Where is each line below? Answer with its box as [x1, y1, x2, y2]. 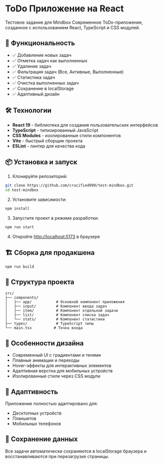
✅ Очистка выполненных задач [12, 80, 79, 86]
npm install [5, 206, 30, 211]
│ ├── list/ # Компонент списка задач [5, 313, 110, 318]
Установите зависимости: [12, 196, 67, 203]
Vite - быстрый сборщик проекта [12, 138, 83, 143]
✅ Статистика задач [12, 74, 55, 80]
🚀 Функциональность [5, 39, 75, 47]
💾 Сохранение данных [5, 435, 78, 443]
